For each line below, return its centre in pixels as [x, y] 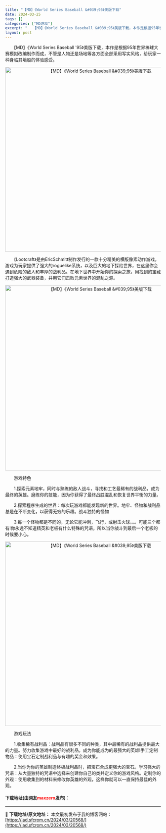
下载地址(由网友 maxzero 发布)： [38, 798]
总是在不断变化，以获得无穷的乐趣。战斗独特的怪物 [57, 511]
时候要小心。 [18, 534]
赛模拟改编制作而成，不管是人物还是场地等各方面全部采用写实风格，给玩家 [81, 53]
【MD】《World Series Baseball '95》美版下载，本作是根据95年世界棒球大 [86, 47]
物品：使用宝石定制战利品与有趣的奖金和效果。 [53, 756]
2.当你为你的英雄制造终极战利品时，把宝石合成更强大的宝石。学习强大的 [87, 767]
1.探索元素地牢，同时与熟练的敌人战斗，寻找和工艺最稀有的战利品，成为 [86, 489]
